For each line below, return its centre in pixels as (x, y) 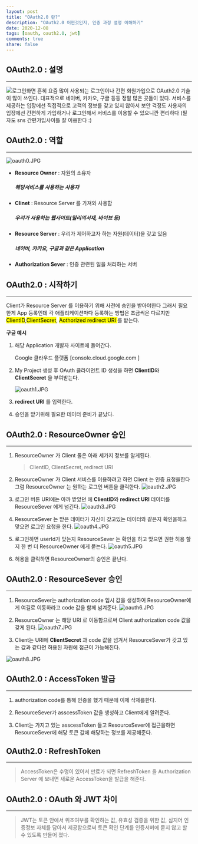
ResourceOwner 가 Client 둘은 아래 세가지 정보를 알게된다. (83, 456)
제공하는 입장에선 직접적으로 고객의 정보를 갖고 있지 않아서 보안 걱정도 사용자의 (97, 105)
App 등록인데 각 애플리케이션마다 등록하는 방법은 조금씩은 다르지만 (93, 313)
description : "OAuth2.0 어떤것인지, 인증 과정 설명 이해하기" (75, 22)
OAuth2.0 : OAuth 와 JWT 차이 (62, 799)
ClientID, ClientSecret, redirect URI (71, 467)
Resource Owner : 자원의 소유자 (53, 173)
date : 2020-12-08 (27, 28)
